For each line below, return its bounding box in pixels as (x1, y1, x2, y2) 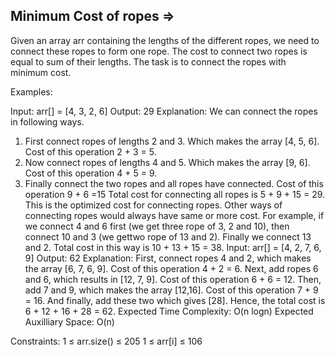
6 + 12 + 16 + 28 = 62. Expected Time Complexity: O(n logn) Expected (24, 305, 314, 317)
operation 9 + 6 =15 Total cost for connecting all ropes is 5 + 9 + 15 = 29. (24, 188, 326, 200)
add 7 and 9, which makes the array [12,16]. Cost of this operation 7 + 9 (24, 284, 319, 296)
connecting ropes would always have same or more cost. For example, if (24, 209, 325, 221)
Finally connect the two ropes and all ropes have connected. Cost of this (24, 177, 324, 189)
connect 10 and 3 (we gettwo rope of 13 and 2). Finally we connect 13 (24, 230, 312, 243)
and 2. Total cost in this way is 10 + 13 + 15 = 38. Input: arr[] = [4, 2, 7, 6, (24, 241, 322, 253)
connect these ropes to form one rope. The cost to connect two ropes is (10, 45, 308, 57)
